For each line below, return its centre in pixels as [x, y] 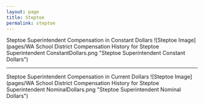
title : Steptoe [25, 17]
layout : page [23, 12]
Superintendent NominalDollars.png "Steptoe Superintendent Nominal [93, 90]
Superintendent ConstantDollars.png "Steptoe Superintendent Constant [96, 53]
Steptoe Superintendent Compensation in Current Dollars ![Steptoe [90, 77]
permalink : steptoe [31, 23]
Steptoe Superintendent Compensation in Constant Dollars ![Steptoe [92, 40]
